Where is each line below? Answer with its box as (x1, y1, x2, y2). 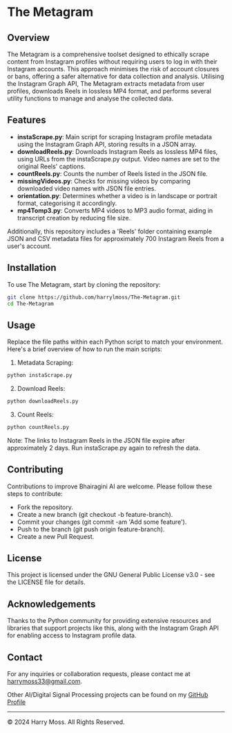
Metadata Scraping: (17, 358, 74, 367)
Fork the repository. (17, 503, 74, 511)
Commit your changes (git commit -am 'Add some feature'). (17, 518, 187, 526)
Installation (7, 262, 57, 274)
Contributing (7, 463, 64, 475)
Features (7, 114, 46, 126)
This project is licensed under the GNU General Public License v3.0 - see (7, 571, 215, 579)
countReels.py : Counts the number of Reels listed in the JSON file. (17, 169, 209, 177)
